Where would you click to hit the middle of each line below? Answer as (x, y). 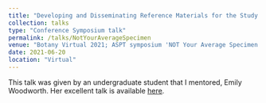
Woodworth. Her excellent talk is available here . (86, 90)
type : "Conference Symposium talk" (67, 30)
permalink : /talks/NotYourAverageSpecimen (80, 38)
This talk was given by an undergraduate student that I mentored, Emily (125, 82)
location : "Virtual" (43, 60)
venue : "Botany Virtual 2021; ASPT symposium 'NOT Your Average (117, 45)
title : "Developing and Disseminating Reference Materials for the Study (133, 15)
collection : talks (39, 23)
